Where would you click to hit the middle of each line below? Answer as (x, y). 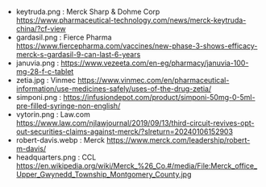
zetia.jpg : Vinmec (46, 80)
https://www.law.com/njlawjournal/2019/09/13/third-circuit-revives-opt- (135, 123)
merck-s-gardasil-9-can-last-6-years (78, 54)
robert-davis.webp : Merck (60, 140)
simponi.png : (39, 97)
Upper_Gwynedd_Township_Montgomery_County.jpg (104, 174)
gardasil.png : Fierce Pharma (64, 37)
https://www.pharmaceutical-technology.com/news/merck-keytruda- (131, 20)
